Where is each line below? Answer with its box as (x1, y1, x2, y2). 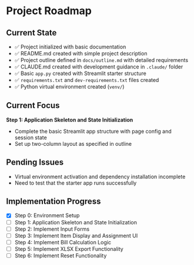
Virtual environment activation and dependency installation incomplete (14, 173, 186, 180)
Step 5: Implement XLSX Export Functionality (14, 245, 123, 252)
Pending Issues (6, 158, 64, 168)
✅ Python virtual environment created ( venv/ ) (14, 83, 125, 90)
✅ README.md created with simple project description (14, 50, 148, 57)
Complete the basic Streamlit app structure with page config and (14, 127, 172, 135)
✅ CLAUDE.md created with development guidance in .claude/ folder (14, 63, 183, 70)
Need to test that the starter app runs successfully (14, 179, 137, 187)
